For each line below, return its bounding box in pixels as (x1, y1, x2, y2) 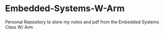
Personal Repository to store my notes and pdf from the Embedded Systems (5, 19, 160, 25)
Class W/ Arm (5, 24, 33, 30)
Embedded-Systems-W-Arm (5, 3, 125, 14)
